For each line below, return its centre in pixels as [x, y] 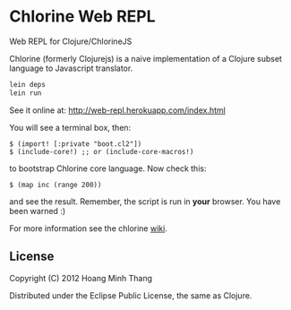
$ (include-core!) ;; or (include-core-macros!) [102, 151]
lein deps [28, 84]
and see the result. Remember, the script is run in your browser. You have [145, 201]
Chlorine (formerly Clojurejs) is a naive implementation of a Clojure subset [145, 58]
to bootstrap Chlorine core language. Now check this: [108, 168]
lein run [26, 93]
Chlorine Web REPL [82, 17]
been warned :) [37, 211]
